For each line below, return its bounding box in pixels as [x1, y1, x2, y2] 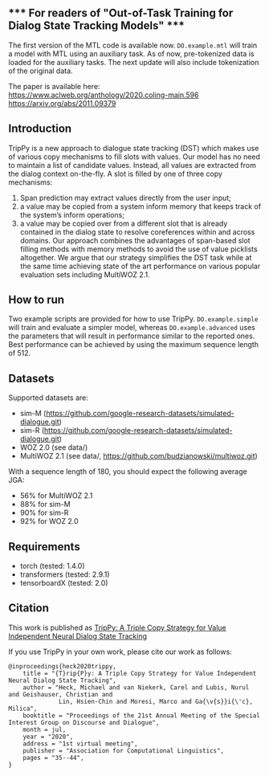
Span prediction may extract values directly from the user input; [19, 193, 231, 202]
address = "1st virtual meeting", [22, 739, 138, 748]
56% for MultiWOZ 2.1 [19, 491, 93, 500]
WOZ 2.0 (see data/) [19, 443, 88, 452]
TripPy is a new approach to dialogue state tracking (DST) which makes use [8, 143, 259, 153]
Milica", [8, 705, 38, 713]
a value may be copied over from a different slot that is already [19, 219, 228, 228]
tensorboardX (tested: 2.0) [19, 578, 108, 588]
